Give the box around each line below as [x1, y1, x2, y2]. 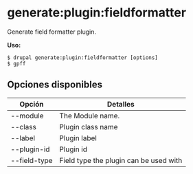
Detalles [106, 99, 135, 109]
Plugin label [59, 133, 98, 142]
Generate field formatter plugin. [7, 28, 97, 36]
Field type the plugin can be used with [59, 155, 183, 165]
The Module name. [59, 111, 120, 120]
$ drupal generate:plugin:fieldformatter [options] [7, 54, 158, 61]
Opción [19, 99, 44, 109]
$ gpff [7, 60, 26, 67]
